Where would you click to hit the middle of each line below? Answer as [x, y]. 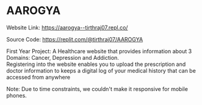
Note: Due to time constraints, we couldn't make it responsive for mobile [97, 89]
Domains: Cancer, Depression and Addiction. [63, 57]
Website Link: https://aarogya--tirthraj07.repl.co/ [67, 27]
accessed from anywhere [38, 77]
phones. [17, 95]
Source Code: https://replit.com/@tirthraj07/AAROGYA [75, 39]
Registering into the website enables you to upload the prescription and [96, 64]
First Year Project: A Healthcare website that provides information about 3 [99, 51]
